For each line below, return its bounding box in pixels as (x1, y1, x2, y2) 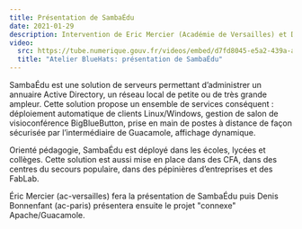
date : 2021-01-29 (9, 22, 75, 31)
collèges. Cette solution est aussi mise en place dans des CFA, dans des (9, 154, 277, 164)
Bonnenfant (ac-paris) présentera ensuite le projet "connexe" (9, 200, 236, 211)
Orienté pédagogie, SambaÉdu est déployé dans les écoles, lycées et (9, 145, 267, 155)
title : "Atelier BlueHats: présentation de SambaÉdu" (17, 55, 223, 64)
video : (9, 38, 34, 48)
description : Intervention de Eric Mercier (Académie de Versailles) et (9, 30, 288, 39)
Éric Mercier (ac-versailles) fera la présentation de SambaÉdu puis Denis (9, 190, 279, 201)
